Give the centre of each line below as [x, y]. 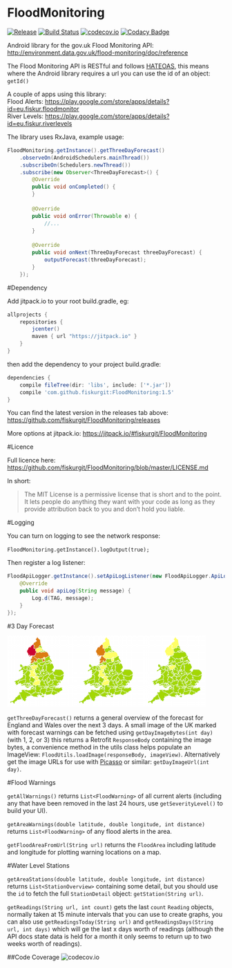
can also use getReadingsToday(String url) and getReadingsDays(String [110, 922]
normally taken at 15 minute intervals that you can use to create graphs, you [115, 914]
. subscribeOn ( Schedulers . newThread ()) [75, 165]
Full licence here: [31, 460]
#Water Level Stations [39, 865]
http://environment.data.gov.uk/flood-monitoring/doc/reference [98, 53]
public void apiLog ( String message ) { [75, 591]
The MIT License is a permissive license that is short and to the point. [123, 494]
